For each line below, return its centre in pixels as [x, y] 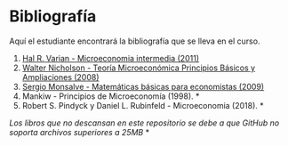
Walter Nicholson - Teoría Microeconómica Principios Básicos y [139, 68]
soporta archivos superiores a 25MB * [79, 132]
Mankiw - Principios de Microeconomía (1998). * [111, 96]
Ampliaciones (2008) [60, 77]
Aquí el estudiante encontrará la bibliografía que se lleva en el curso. [135, 41]
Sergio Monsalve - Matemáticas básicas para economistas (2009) [143, 86]
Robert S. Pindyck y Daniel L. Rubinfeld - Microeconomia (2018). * [143, 105]
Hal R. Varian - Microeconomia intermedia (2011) [111, 58]
